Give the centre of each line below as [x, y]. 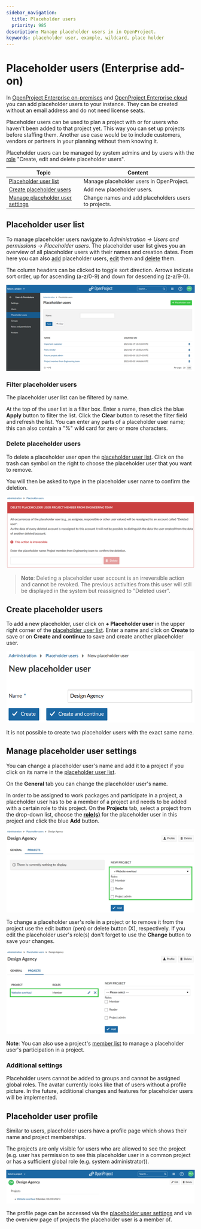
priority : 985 [29, 25]
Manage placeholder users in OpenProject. [136, 181]
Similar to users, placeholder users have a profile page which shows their [97, 1131]
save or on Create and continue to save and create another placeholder [95, 637]
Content [138, 172]
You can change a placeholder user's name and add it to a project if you [95, 766]
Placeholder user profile [52, 1116]
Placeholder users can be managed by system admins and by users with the [100, 153]
